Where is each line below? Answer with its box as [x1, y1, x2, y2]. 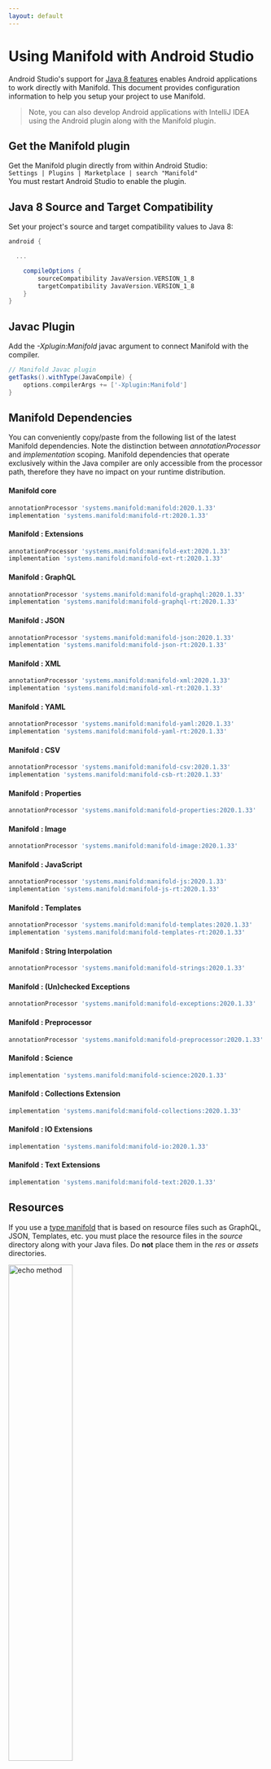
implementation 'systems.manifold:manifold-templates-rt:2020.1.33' [8, 929, 246, 937]
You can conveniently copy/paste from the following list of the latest [8, 432, 237, 442]
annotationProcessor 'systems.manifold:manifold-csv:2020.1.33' [8, 763, 231, 772]
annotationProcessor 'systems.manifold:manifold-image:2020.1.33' [8, 842, 238, 851]
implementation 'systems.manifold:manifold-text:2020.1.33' [8, 1178, 217, 1186]
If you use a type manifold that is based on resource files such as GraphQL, [8, 1222, 262, 1232]
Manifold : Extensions [8, 528, 84, 538]
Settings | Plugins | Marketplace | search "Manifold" [8, 169, 199, 177]
